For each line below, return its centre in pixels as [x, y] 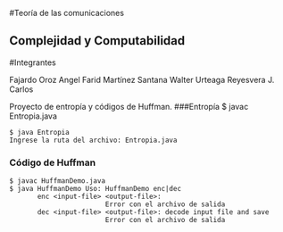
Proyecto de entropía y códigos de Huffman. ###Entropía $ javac [129, 106]
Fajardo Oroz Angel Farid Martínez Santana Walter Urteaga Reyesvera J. [142, 79]
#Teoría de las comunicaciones [67, 13]
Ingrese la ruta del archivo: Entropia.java [93, 140]
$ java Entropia [39, 132]
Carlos [21, 89]
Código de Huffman [53, 162]
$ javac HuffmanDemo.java [57, 181]
